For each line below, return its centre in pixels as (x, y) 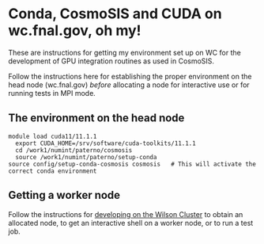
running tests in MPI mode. (52, 93)
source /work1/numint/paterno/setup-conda (86, 157)
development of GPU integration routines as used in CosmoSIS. (111, 61)
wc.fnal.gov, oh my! (75, 30)
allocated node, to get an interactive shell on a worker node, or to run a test (131, 223)
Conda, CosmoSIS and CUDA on (115, 14)
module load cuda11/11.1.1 (53, 136)
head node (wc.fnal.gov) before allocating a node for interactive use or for (129, 85)
